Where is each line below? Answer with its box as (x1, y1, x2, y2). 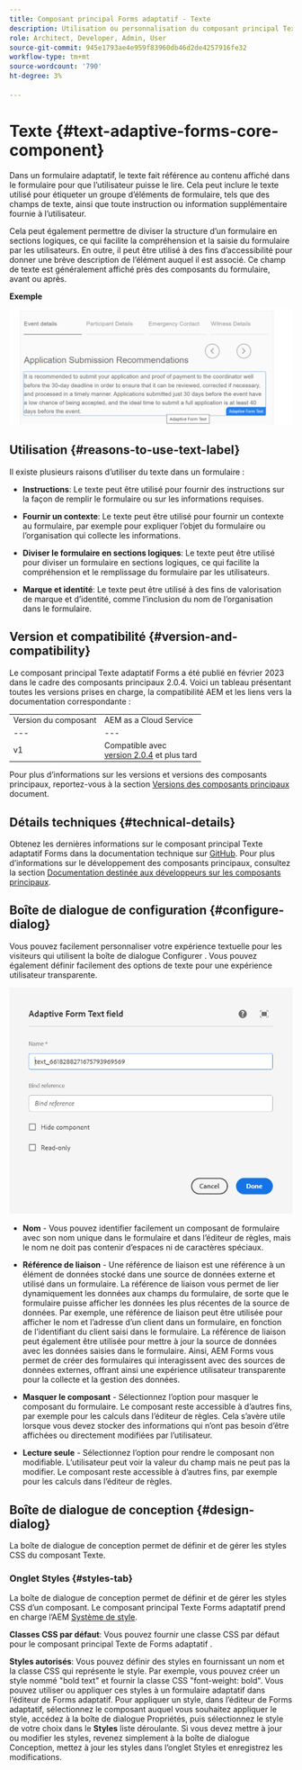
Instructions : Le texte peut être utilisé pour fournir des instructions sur (22, 483, 285, 494)
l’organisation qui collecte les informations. (22, 529, 182, 540)
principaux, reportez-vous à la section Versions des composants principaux (9, 779, 290, 790)
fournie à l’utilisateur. (9, 208, 87, 219)
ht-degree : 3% (9, 72, 63, 81)
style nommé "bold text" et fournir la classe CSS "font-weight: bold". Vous (9, 1675, 284, 1686)
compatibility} (9, 644, 92, 659)
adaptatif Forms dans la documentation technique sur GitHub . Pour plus (9, 848, 276, 859)
